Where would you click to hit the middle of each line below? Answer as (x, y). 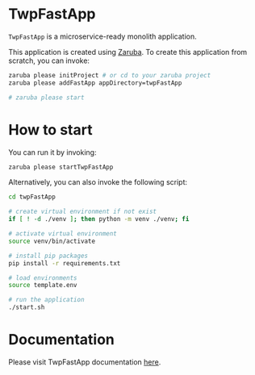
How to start (50, 129)
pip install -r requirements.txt (65, 263)
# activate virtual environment (63, 234)
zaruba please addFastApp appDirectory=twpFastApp (95, 83)
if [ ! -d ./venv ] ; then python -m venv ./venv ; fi (99, 219)
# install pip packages (48, 256)
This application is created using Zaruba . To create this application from (128, 52)
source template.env (43, 285)
